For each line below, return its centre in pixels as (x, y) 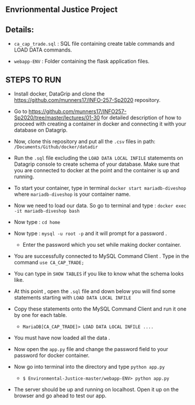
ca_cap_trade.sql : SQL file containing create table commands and (94, 44)
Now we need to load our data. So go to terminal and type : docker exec (100, 206)
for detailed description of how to (141, 118)
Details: (20, 30)
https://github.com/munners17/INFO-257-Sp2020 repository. (87, 100)
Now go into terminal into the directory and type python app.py (89, 367)
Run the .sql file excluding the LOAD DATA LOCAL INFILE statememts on (98, 158)
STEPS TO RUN (34, 79)
